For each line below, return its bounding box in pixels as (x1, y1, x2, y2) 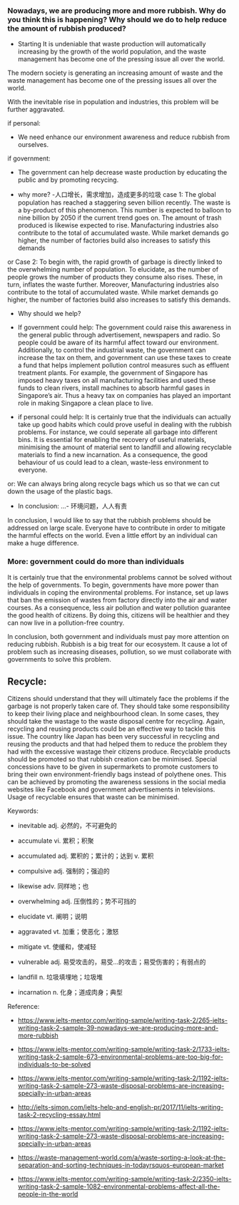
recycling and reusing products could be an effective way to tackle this (7, 724, 216, 733)
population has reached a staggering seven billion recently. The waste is (17, 198, 231, 207)
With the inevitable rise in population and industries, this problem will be (7, 98, 219, 106)
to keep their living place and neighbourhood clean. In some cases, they (7, 709, 220, 718)
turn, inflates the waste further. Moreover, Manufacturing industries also (7, 280, 219, 289)
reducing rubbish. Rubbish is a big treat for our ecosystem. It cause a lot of (7, 640, 228, 648)
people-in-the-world (17, 1190, 78, 1199)
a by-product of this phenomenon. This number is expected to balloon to (17, 206, 232, 215)
